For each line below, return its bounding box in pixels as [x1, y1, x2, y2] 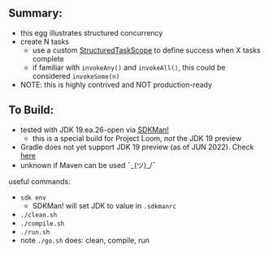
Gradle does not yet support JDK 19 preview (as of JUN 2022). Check [20, 142, 254, 152]
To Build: [8, 103, 54, 117]
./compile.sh [20, 219, 65, 228]
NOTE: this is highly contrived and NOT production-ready [20, 79, 213, 89]
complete [32, 54, 64, 63]
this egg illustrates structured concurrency [20, 28, 163, 37]
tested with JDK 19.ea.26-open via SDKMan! [20, 125, 169, 135]
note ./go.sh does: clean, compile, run [20, 235, 150, 245]
